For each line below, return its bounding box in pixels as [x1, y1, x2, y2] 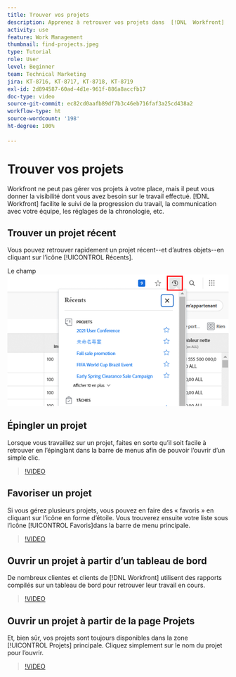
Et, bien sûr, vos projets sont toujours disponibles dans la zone [7, 633, 188, 643]
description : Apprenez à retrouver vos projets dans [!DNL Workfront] [7, 18, 225, 26]
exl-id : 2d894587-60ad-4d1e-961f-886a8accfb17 [7, 85, 146, 93]
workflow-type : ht [7, 108, 61, 115]
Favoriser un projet [7, 487, 93, 499]
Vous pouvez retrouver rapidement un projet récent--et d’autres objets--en [7, 246, 225, 254]
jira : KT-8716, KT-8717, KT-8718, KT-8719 [7, 78, 133, 85]
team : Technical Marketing [7, 70, 86, 77]
